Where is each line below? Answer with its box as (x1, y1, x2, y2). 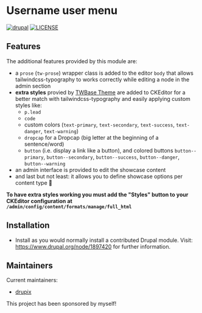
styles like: (15, 101, 43, 109)
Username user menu (6, 4, 117, 18)
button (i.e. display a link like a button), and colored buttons (24, 146, 173, 154)
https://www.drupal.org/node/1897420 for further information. (15, 242, 171, 250)
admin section (15, 82, 51, 89)
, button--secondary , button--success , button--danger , (43, 153, 180, 160)
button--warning (24, 160, 66, 167)
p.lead (24, 109, 41, 115)
